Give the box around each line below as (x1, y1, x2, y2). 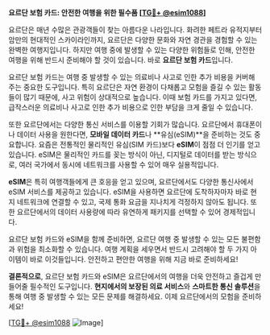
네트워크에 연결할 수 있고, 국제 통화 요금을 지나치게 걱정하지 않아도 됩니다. (16, 197, 249, 206)
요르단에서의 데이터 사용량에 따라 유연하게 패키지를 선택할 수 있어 (16, 207, 222, 217)
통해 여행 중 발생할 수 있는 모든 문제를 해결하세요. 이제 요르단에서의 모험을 (8, 292, 240, 301)
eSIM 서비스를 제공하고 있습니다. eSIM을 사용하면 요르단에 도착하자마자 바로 (8, 187, 249, 196)
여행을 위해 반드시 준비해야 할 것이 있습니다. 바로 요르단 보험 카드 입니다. (8, 56, 234, 64)
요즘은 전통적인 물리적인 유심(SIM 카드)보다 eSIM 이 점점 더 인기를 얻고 (38, 140, 260, 149)
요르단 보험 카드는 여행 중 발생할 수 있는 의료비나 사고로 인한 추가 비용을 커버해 (8, 72, 255, 81)
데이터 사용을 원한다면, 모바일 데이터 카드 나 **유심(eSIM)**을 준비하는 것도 (16, 130, 252, 139)
